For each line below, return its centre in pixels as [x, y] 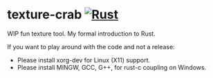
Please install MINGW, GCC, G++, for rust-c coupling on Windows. [112, 67]
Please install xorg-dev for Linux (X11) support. [84, 60]
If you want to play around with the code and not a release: [91, 47]
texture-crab [45, 15]
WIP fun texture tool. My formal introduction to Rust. [81, 34]
